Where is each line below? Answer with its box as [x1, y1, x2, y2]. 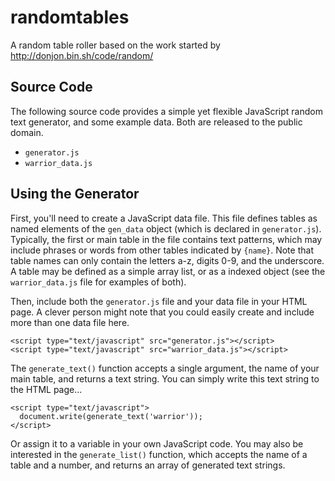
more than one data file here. [10, 316, 130, 328]
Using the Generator [10, 186, 140, 203]
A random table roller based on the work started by [10, 39, 221, 51]
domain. [10, 126, 44, 138]
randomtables [10, 6, 130, 29]
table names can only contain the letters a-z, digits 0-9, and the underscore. [10, 254, 325, 266]
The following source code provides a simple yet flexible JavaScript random [10, 105, 323, 117]
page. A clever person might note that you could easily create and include [10, 306, 315, 318]
